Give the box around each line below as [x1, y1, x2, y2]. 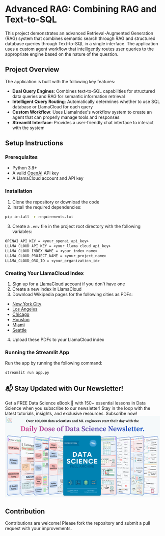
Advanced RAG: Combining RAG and [5, 3, 157, 15]
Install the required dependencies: [12, 204, 82, 210]
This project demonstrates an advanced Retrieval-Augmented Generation [5, 30, 154, 36]
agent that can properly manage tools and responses [12, 114, 120, 120]
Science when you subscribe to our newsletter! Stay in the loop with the [5, 405, 151, 411]
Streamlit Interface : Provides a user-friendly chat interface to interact [12, 119, 154, 125]
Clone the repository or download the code [12, 199, 100, 205]
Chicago [12, 311, 29, 317]
